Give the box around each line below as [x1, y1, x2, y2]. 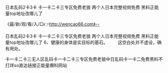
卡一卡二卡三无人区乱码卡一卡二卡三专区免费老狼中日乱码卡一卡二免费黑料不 [5, 56, 163, 62]
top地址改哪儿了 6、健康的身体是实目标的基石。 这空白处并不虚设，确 [9, 39, 161, 45]
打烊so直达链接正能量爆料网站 [5, 63, 67, 68]
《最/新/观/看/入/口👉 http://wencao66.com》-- [5, 21, 100, 27]
